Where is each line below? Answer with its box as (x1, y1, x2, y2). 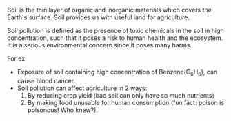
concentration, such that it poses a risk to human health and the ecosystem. (7, 34, 223, 42)
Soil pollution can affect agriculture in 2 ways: (17, 84, 148, 92)
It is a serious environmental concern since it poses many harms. (7, 41, 192, 49)
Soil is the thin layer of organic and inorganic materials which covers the (7, 6, 212, 14)
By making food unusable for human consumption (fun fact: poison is (27, 98, 225, 107)
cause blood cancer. (17, 76, 76, 85)
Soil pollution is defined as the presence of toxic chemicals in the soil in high (7, 27, 224, 34)
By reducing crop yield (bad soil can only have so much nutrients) (27, 91, 215, 99)
